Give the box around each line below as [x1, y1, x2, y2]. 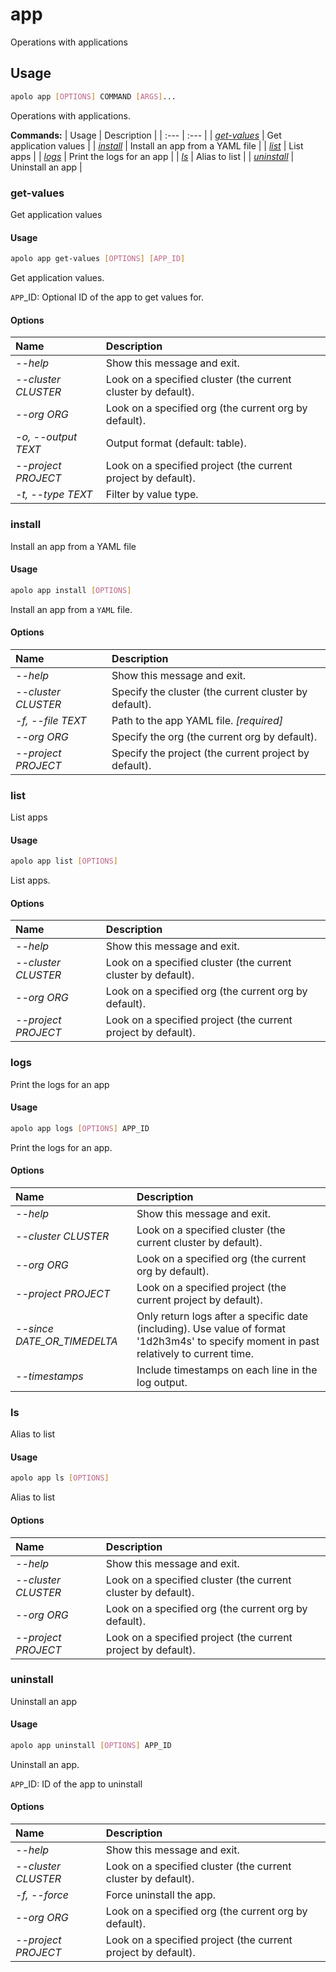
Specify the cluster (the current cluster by [111, 684, 308, 698]
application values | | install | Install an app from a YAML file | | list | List [10, 139, 304, 152]
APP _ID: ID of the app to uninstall [10, 1778, 143, 1790]
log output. [136, 1375, 188, 1389]
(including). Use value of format [136, 1321, 287, 1335]
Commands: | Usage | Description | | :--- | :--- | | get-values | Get [10, 129, 282, 141]
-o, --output [15, 430, 78, 444]
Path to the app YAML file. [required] [111, 713, 283, 727]
